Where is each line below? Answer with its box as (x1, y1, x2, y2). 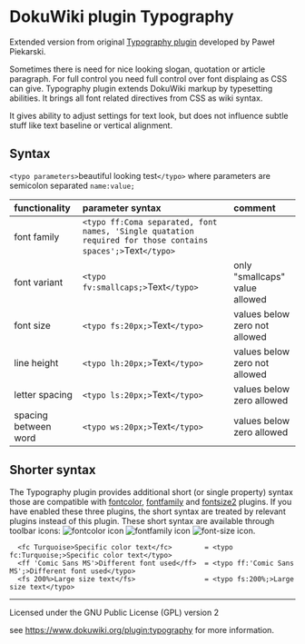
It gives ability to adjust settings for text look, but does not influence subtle (9, 110, 289, 121)
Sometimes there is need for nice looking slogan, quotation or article (9, 64, 266, 74)
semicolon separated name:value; (9, 180, 135, 191)
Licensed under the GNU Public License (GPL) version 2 (9, 607, 220, 618)
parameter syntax (82, 202, 162, 214)
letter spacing (14, 388, 73, 401)
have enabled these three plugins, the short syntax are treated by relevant (9, 506, 286, 517)
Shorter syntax (9, 462, 96, 478)
